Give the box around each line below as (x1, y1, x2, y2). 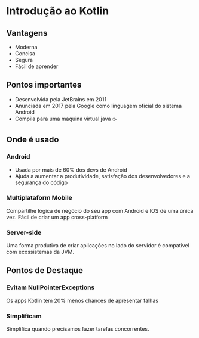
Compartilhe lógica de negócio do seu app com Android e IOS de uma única (6, 207, 194, 214)
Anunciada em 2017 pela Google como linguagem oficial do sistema (14, 102, 182, 109)
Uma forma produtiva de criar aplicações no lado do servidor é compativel (6, 242, 189, 249)
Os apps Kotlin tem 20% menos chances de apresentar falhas (6, 297, 158, 304)
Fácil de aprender (14, 63, 59, 70)
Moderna (14, 44, 38, 51)
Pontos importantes (6, 80, 82, 90)
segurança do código (14, 179, 68, 186)
